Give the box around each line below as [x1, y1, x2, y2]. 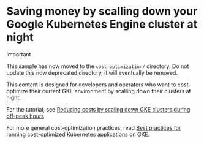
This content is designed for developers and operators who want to [6, 81, 176, 88]
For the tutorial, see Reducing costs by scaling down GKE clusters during [6, 105, 191, 113]
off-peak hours [6, 112, 45, 119]
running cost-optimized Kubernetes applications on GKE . [6, 131, 150, 138]
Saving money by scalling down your [6, 4, 198, 18]
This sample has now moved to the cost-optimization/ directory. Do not [6, 63, 189, 70]
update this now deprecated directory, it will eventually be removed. [6, 69, 178, 76]
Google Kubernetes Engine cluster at [6, 17, 198, 31]
